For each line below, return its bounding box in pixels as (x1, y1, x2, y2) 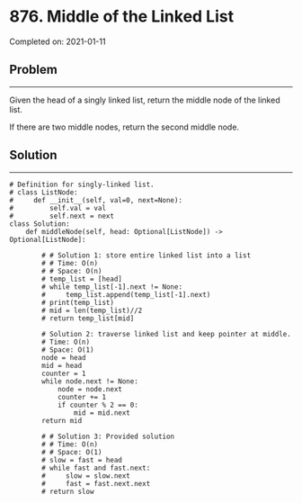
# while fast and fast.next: (41, 463, 151, 472)
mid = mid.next (73, 408, 130, 418)
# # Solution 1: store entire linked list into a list (41, 250, 252, 260)
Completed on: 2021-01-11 (9, 36, 106, 47)
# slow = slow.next (41, 471, 130, 481)
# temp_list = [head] (41, 274, 123, 283)
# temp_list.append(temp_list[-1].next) (41, 290, 211, 299)
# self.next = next (9, 211, 115, 220)
